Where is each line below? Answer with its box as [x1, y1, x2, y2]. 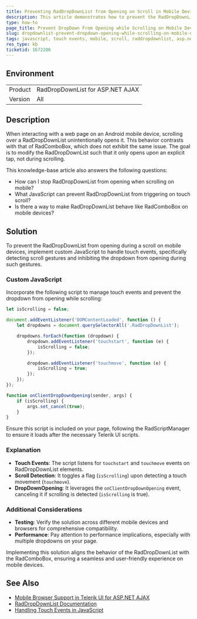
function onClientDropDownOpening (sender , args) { [6, 392, 133, 399]
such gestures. [6, 261, 42, 268]
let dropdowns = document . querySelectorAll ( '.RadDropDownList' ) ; [16, 323, 180, 329]
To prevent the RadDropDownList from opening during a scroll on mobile [6, 242, 181, 249]
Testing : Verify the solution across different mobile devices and [14, 518, 169, 526]
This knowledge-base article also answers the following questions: [6, 167, 168, 174]
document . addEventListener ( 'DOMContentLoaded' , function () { [6, 317, 161, 323]
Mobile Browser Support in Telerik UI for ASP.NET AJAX [14, 594, 150, 601]
